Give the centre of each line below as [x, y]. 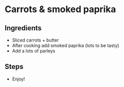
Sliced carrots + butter [35, 40]
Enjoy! [18, 79]
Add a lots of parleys [34, 51]
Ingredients [23, 28]
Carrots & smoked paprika [60, 9]
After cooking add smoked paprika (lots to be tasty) [66, 46]
